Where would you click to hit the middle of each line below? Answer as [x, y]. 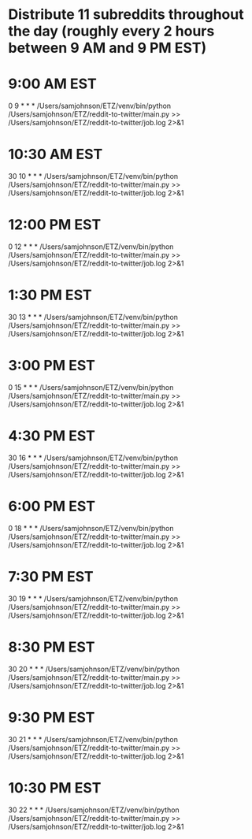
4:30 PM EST [52, 436]
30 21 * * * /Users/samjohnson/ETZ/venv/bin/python [93, 739]
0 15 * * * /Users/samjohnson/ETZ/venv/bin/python [91, 387]
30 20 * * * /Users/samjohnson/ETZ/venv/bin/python [94, 669]
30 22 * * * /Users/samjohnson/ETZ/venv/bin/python [94, 810]
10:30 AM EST [56, 154]
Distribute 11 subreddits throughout [126, 15]
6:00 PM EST [52, 507]
